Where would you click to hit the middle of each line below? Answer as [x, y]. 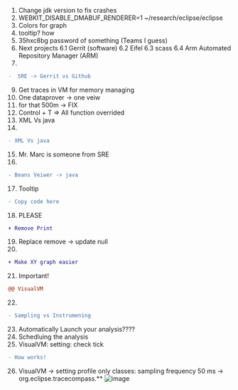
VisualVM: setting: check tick [61, 344]
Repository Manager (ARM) [58, 56]
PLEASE [30, 215]
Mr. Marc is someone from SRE [64, 154]
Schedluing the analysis [53, 337]
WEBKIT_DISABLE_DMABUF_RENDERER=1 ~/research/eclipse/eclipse [120, 18]
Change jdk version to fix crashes [67, 10]
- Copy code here [34, 201]
